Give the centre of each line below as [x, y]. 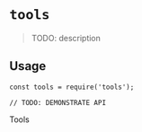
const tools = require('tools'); [72, 87]
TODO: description [66, 38]
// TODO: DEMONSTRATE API [58, 102]
